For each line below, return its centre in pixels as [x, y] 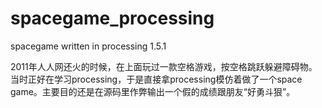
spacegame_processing [112, 18]
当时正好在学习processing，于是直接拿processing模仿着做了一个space [156, 79]
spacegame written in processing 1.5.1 [88, 46]
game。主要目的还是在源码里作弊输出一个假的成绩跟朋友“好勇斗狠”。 [153, 91]
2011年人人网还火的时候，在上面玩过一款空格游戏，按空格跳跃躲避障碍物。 [164, 66]
